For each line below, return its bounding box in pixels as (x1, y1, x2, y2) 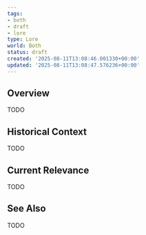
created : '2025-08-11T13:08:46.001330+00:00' (7, 55, 140, 62)
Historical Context (7, 125, 87, 137)
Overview (7, 87, 50, 99)
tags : (7, 10, 23, 17)
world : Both (7, 42, 41, 49)
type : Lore (7, 36, 39, 43)
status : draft (7, 49, 48, 56)
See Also (7, 202, 46, 215)
